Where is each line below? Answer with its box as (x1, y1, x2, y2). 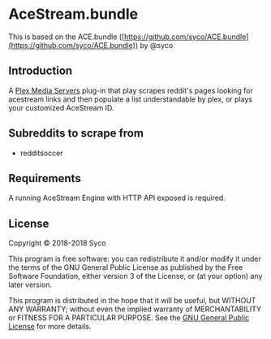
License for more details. (8, 322, 92, 332)
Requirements (8, 172, 81, 185)
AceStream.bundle (8, 5, 139, 24)
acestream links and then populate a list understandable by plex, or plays (8, 94, 253, 104)
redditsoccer (19, 148, 63, 158)
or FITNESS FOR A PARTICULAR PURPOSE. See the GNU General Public (8, 313, 250, 323)
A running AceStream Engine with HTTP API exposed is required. (8, 193, 226, 203)
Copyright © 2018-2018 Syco (8, 238, 107, 248)
